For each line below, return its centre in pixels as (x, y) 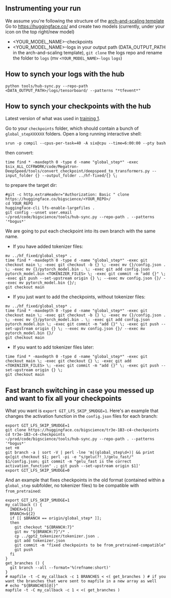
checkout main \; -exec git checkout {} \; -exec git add (68, 361)
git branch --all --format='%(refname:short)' (60, 568)
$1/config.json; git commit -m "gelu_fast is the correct (68, 461)
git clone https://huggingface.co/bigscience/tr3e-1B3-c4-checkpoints (82, 430)
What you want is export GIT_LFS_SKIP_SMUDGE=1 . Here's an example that (82, 411)
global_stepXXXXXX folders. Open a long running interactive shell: (73, 134)
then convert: (19, 153)
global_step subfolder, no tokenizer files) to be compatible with (72, 486)
